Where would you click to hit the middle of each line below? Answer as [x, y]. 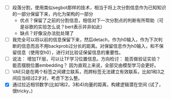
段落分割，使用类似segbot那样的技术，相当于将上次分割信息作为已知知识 [89, 7]
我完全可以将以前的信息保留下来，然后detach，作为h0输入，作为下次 [85, 39]
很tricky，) [22, 91]
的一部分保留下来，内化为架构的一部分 [52, 14]
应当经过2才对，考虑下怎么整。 [50, 78]
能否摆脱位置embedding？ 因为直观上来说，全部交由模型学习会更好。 [85, 65]
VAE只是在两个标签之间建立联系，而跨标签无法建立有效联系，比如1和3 [86, 72]
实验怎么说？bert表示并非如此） [71, 27]
